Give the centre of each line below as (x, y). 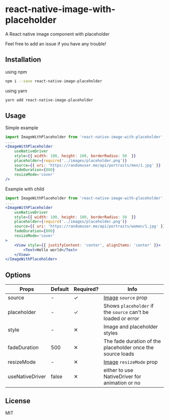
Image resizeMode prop (131, 362)
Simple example (22, 128)
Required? (86, 289)
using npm (16, 72)
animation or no (122, 383)
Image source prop (125, 298)
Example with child (25, 189)
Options (18, 275)
